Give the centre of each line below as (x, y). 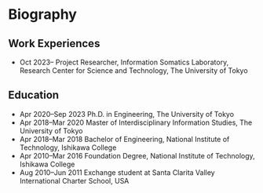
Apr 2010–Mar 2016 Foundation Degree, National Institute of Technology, (137, 155)
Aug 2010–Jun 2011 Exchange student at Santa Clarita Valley (117, 172)
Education (34, 95)
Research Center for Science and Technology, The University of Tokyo (134, 71)
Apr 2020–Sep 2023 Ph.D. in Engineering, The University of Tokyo (126, 114)
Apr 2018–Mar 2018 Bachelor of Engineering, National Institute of (124, 139)
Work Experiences (54, 44)
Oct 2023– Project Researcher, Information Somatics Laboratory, (124, 62)
